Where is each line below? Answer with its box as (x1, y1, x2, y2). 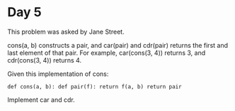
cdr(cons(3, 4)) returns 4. (7, 55, 82, 64)
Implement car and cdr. (7, 96, 76, 104)
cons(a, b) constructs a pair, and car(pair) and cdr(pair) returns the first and (7, 41, 229, 49)
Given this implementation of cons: (7, 70, 109, 78)
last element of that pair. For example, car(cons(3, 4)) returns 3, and (7, 48, 206, 57)
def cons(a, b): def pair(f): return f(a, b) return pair (7, 83, 182, 90)
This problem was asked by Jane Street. (7, 27, 125, 36)
